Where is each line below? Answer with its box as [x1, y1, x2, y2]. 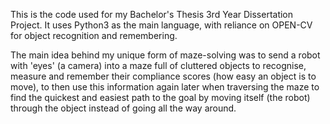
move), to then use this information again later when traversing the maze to [10, 81, 320, 93]
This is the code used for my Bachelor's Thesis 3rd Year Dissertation [10, 9, 294, 20]
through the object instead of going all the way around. [10, 102, 237, 114]
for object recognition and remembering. [10, 30, 178, 41]
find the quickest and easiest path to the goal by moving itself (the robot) [10, 92, 311, 103]
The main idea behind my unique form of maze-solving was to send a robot [10, 49, 321, 61]
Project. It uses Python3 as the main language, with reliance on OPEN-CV [10, 19, 313, 31]
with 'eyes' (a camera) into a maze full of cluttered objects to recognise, [10, 60, 307, 71]
